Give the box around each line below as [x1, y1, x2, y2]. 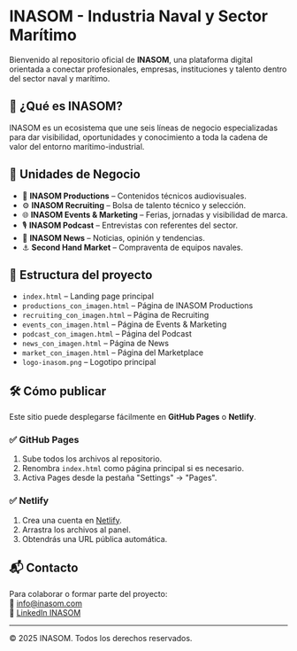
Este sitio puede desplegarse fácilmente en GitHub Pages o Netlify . [9, 412, 256, 422]
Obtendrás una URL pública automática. [21, 533, 168, 544]
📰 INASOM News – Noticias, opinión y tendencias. [21, 232, 206, 243]
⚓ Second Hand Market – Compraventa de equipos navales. [21, 242, 243, 252]
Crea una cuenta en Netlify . [21, 515, 122, 525]
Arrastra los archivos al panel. [21, 524, 131, 535]
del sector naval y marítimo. [9, 73, 110, 83]
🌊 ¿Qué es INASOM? [9, 99, 124, 114]
